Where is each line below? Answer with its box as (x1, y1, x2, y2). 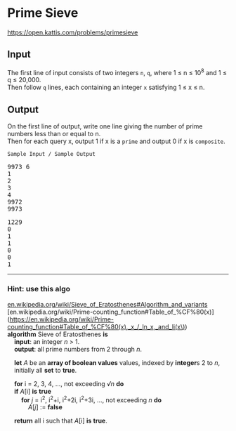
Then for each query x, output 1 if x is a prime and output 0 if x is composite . (7, 137, 226, 145)
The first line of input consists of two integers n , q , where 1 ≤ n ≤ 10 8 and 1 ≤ (7, 67, 227, 77)
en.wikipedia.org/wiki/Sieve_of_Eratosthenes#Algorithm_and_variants (7, 300, 208, 308)
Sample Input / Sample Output (7, 151, 96, 158)
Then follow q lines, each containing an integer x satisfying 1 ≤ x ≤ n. (7, 83, 205, 92)
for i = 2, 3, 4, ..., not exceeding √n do (13, 379, 124, 387)
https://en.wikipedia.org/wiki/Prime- (9, 314, 114, 324)
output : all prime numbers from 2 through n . (13, 345, 143, 353)
